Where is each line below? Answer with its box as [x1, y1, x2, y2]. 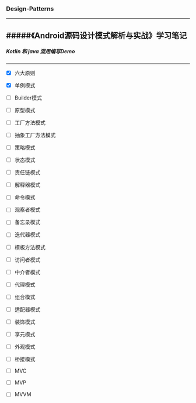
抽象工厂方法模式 [14, 131, 56, 139]
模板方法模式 [14, 243, 45, 250]
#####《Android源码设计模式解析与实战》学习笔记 [6, 30, 187, 40]
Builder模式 [14, 94, 43, 101]
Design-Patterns [6, 5, 54, 13]
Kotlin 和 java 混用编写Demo [6, 48, 75, 55]
